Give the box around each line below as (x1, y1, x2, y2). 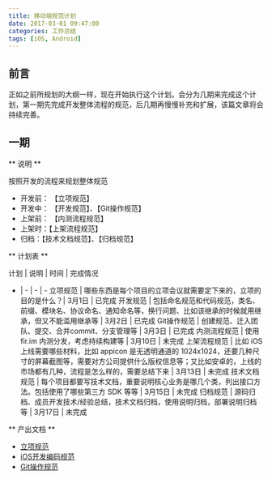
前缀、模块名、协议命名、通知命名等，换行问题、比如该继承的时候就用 (19, 306, 255, 315)
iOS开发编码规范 (19, 451, 75, 461)
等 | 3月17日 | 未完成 (19, 407, 87, 417)
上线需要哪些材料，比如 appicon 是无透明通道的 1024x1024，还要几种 (19, 346, 253, 356)
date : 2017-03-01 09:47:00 (8, 19, 100, 28)
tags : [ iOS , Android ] (8, 34, 82, 43)
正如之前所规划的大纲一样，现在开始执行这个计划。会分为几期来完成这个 (8, 90, 249, 100)
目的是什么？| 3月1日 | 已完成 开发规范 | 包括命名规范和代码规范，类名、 (19, 295, 260, 305)
